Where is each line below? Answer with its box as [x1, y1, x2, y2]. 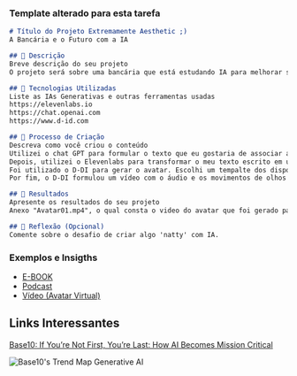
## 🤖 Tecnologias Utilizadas [9, 83, 117, 93]
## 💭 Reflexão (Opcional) [9, 222, 104, 231]
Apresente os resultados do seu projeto [9, 198, 161, 207]
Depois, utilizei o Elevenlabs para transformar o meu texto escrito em [9, 157, 283, 166]
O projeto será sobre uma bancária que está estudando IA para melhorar [9, 67, 283, 77]
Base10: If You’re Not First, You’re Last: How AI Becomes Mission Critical [9, 339, 274, 349]
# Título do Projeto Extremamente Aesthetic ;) [9, 27, 188, 36]
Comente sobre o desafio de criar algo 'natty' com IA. [9, 230, 219, 239]
